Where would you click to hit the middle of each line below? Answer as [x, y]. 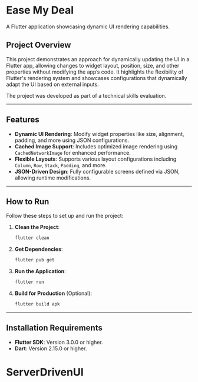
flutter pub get [34, 260]
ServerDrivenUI [45, 372]
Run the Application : [40, 271]
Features [23, 120]
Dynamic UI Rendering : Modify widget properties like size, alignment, [99, 134]
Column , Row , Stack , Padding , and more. [61, 165]
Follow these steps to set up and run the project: [65, 216]
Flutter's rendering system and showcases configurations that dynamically [97, 78]
